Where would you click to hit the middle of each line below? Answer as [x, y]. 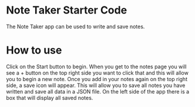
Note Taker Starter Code [67, 10]
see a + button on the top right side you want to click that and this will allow [97, 73]
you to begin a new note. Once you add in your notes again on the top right [97, 79]
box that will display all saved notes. [50, 98]
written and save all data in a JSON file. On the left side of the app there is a [98, 91]
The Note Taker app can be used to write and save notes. [75, 26]
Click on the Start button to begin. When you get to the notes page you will [96, 66]
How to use [34, 50]
